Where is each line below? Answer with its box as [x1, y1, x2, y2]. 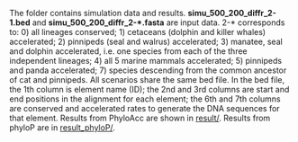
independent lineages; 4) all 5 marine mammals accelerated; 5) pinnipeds [9, 56, 282, 66]
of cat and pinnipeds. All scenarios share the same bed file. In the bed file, [9, 75, 285, 84]
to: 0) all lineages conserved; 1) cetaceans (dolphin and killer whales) [9, 27, 266, 37]
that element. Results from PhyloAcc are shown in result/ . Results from [9, 112, 271, 123]
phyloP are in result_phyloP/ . [9, 122, 115, 133]
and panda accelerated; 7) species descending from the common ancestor [9, 65, 287, 75]
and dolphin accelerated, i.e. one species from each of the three [9, 46, 248, 57]
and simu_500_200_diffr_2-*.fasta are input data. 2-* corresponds [32, 17, 285, 28]
